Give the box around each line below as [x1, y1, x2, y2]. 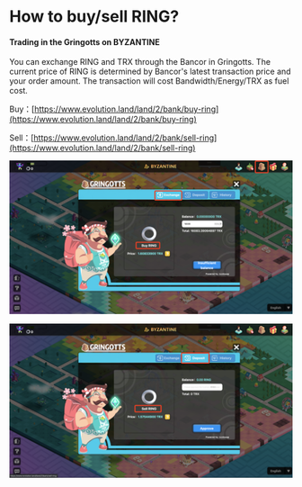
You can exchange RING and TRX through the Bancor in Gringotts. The [9, 57, 271, 68]
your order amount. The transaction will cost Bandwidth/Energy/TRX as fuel [9, 76, 289, 86]
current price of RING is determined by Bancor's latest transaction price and [9, 66, 291, 77]
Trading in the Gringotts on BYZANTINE [9, 36, 160, 47]
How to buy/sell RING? [9, 6, 180, 27]
